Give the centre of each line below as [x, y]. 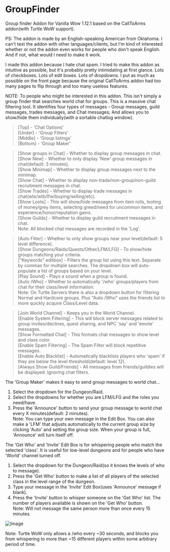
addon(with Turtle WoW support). [40, 28]
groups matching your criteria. [49, 254]
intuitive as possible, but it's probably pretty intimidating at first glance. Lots [84, 70]
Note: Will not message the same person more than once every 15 [81, 508]
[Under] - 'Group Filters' [43, 132]
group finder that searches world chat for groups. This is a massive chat [81, 101]
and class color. [34, 340]
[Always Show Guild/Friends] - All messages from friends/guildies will [91, 366]
